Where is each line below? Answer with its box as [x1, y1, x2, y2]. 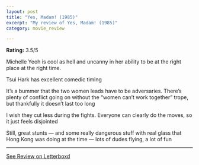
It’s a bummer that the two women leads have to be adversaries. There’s [6, 87, 182, 95]
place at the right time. [6, 65, 61, 72]
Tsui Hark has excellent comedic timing [6, 76, 102, 83]
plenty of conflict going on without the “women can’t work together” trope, [6, 94, 188, 101]
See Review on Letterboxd [6, 153, 70, 160]
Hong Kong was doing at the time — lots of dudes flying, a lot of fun [6, 136, 172, 143]
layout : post [6, 8, 38, 15]
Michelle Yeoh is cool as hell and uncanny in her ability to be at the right [6, 58, 182, 65]
